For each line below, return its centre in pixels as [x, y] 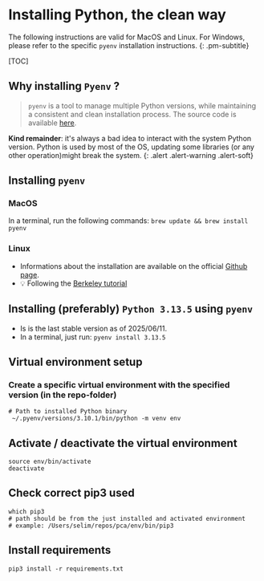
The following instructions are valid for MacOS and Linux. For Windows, [127, 37]
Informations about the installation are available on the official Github [134, 266]
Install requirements [60, 550]
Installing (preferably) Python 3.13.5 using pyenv [130, 309]
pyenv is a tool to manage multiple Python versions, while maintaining [142, 105]
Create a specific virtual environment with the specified [119, 384]
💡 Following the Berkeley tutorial [73, 283]
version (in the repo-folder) [63, 395]
